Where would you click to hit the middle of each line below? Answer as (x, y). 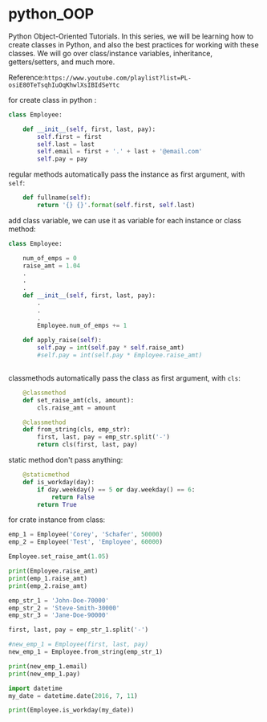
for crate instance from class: (57, 520)
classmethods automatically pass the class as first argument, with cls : (124, 377)
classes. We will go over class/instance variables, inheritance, (110, 53)
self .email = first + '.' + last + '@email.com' (120, 152)
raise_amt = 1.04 (52, 266)
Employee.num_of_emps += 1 (82, 325)
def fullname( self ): (57, 198)
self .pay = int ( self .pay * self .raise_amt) (111, 348)
